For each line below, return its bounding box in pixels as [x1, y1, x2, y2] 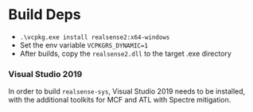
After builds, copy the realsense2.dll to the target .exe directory [19, 48, 232, 58]
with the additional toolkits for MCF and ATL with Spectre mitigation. [8, 95, 232, 105]
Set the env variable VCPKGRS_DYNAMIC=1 [19, 40, 149, 49]
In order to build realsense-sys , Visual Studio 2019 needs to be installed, [8, 87, 246, 96]
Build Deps [8, 6, 81, 24]
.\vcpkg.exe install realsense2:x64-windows [19, 33, 170, 41]
